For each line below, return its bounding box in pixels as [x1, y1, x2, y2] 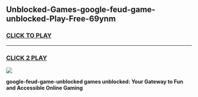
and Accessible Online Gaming [6, 84, 83, 91]
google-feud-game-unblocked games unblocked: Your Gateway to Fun [6, 78, 184, 85]
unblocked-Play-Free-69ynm [6, 14, 116, 24]
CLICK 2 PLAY [6, 53, 47, 62]
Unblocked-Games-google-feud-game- [6, 5, 156, 15]
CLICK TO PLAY [6, 32, 52, 40]
